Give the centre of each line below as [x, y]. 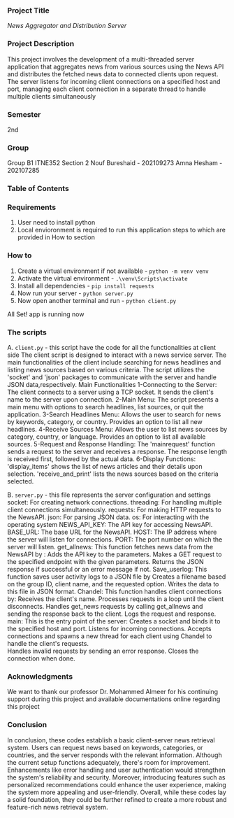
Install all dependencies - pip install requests [86, 285]
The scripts [27, 332]
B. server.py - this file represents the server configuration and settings [109, 495]
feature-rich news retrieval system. [58, 807]
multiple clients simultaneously [52, 96]
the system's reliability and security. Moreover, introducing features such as [116, 777]
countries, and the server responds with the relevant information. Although [115, 755]
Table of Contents [38, 189]
